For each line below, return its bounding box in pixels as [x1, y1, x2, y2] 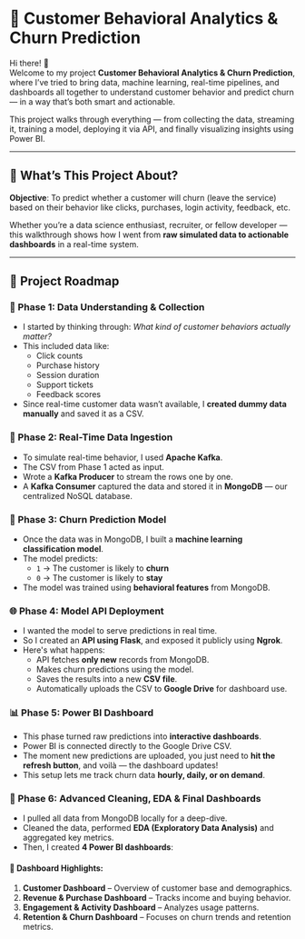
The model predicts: [22, 554, 98, 564]
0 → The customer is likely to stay [35, 573, 163, 584]
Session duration [35, 370, 100, 381]
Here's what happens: [22, 644, 106, 655]
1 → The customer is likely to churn [35, 563, 170, 574]
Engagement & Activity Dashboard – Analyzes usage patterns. [22, 902, 260, 913]
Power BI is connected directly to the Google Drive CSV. [22, 740, 232, 751]
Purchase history [35, 360, 100, 371]
